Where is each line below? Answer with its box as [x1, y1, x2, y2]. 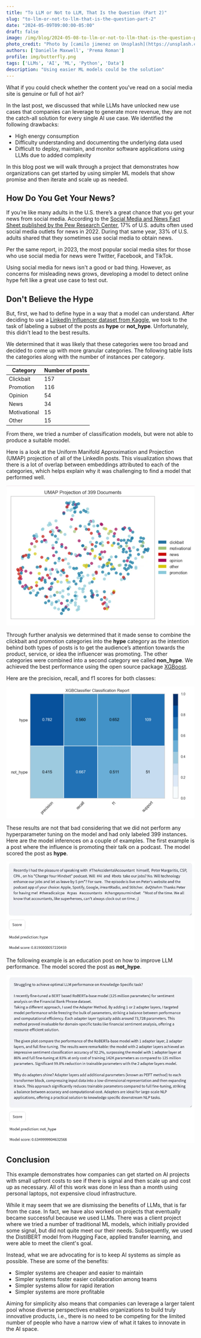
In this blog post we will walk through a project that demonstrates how [6, 163, 179, 170]
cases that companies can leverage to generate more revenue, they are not [6, 108, 192, 115]
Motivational [8, 408, 39, 415]
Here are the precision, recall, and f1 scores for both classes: [6, 674, 156, 682]
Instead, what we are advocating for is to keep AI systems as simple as [6, 1251, 181, 1258]
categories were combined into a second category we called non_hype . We [6, 656, 193, 664]
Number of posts [44, 366, 88, 374]
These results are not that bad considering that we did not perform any [6, 824, 181, 832]
